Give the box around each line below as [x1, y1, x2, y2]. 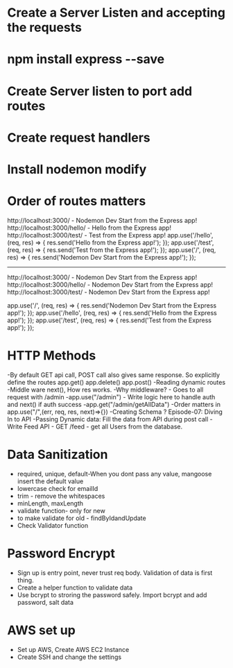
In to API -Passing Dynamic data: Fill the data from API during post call [7, 415, 209, 423]
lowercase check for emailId [17, 484, 98, 492]
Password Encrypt [7, 545, 116, 561]
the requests [7, 19, 82, 35]
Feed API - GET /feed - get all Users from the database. [24, 422, 183, 431]
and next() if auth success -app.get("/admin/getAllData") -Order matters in [7, 400, 221, 408]
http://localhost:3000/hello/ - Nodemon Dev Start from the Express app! [7, 280, 214, 289]
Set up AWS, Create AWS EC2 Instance [17, 645, 130, 653]
